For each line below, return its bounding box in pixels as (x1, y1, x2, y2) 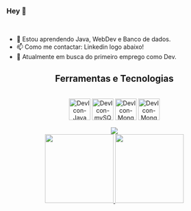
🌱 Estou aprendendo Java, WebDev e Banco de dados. (16, 35, 171, 43)
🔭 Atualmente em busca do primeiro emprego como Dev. (16, 53, 177, 61)
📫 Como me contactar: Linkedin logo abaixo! (16, 43, 144, 51)
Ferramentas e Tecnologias (55, 72, 174, 85)
